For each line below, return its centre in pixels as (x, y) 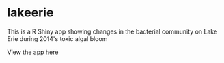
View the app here (33, 52)
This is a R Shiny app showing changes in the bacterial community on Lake (112, 32)
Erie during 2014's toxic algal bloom (57, 38)
